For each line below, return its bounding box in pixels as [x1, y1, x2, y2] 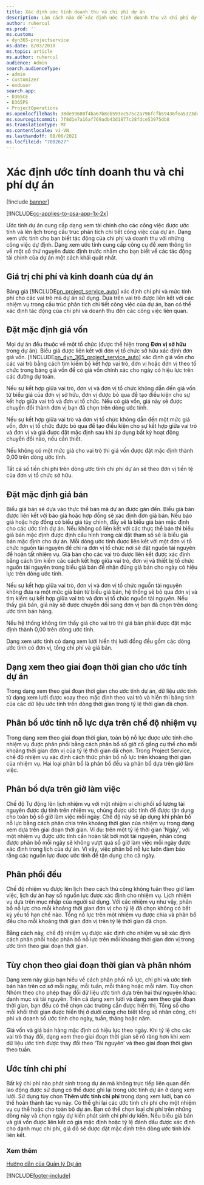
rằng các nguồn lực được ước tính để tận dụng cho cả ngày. [6, 851, 156, 859]
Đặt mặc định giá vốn [6, 325, 88, 335]
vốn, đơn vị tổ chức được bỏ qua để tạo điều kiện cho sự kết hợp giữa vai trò [6, 422, 197, 430]
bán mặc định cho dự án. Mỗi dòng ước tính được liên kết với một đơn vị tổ [6, 538, 192, 545]
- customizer [6, 77, 39, 83]
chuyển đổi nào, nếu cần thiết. [6, 435, 83, 442]
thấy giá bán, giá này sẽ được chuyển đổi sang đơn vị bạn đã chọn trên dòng [6, 601, 198, 608]
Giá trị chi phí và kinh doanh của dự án [6, 272, 154, 282]
